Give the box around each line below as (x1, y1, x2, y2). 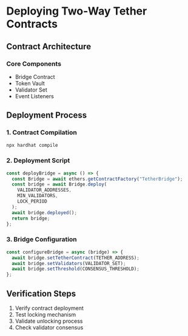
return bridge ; (12, 215, 50, 221)
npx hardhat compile (6, 142, 59, 148)
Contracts (6, 17, 58, 31)
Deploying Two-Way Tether (6, 4, 147, 18)
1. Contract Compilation (6, 129, 78, 137)
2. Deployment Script (6, 156, 70, 165)
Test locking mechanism (15, 311, 76, 318)
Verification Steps (6, 288, 76, 298)
